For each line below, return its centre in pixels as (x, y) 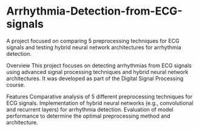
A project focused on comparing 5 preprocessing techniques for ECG (93, 41)
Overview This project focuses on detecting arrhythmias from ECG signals (99, 65)
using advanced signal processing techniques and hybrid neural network (97, 72)
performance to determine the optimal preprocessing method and (89, 116)
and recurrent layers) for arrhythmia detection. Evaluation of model (90, 109)
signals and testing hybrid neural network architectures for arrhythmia (94, 47)
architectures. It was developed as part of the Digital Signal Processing (95, 78)
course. (16, 85)
